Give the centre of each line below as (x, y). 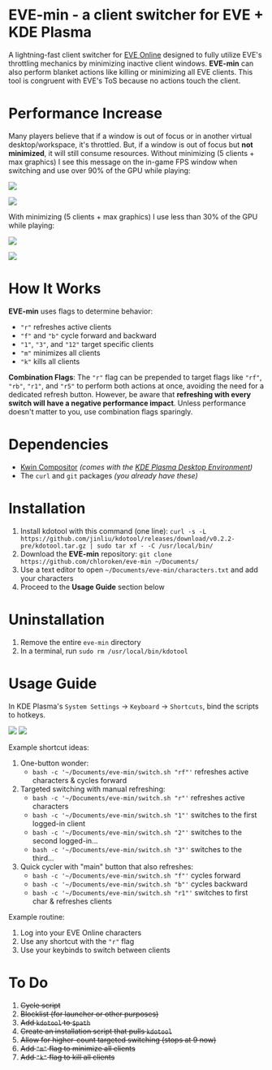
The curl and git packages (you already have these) (109, 475)
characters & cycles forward (80, 780)
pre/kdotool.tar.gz (53, 546)
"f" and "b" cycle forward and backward (88, 336)
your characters (47, 578)
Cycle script (40, 1005)
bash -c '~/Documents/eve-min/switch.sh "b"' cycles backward (140, 884)
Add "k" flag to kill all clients (67, 1057)
